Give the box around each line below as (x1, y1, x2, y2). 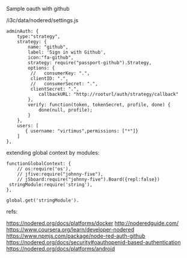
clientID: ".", (30, 76, 69, 82)
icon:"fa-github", (28, 55, 74, 61)
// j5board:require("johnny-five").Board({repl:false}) (17, 176, 161, 182)
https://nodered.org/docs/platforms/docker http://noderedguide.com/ (6, 220, 179, 227)
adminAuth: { (6, 28, 39, 34)
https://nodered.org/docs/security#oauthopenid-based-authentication (6, 239, 181, 245)
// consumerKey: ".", (30, 70, 90, 76)
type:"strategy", (17, 34, 61, 40)
